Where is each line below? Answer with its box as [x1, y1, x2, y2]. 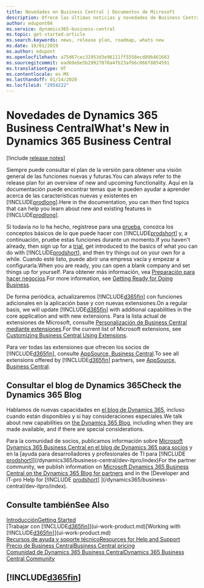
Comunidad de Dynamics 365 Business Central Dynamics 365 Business [6, 548, 185, 556]
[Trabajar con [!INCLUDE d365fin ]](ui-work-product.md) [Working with [6, 522, 181, 530]
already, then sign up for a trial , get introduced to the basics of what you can [6, 242, 198, 250]
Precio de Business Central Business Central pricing [6, 542, 135, 549]
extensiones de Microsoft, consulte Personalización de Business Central [6, 318, 187, 326]
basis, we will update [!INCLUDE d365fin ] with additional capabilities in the [6, 306, 192, 313]
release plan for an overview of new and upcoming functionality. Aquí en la [6, 179, 194, 186]
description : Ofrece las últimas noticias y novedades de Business [6, 15, 181, 21]
